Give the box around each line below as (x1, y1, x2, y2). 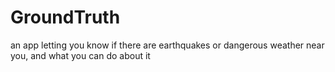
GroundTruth (10, 6, 121, 29)
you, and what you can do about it (10, 49, 151, 61)
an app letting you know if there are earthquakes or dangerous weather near (10, 39, 325, 51)
